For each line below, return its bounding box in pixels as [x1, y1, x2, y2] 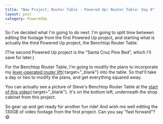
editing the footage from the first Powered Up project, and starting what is [5, 35, 155, 41]
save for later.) [5, 55, 34, 61]
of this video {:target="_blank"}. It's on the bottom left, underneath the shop [5, 89, 158, 95]
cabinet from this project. [5, 94, 56, 100]
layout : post [5, 12, 32, 17]
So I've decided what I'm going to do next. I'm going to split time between [5, 30, 155, 36]
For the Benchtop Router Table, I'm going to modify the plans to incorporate [5, 64, 158, 70]
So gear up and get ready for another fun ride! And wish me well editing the [5, 103, 158, 110]
